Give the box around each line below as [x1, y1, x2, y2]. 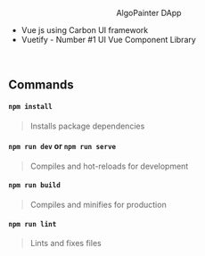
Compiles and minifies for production [29, 200, 167, 210]
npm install [8, 102, 53, 111]
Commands [8, 78, 75, 93]
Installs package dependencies [29, 120, 145, 131]
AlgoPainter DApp [116, 8, 182, 18]
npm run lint [8, 219, 57, 228]
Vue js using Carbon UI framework [20, 25, 149, 35]
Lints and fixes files [29, 238, 102, 249]
